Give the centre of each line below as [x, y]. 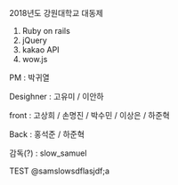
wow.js [35, 59]
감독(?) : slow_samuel [48, 153]
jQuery [34, 40]
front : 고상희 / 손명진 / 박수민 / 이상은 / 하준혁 [90, 115]
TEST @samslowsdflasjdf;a [59, 171]
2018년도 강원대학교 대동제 [57, 13]
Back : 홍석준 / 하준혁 [47, 134]
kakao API [40, 50]
